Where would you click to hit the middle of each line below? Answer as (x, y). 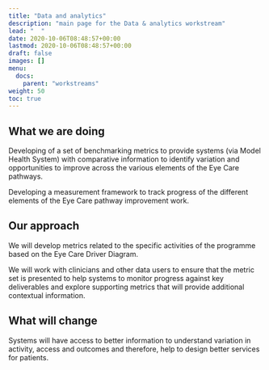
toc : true (25, 99)
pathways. (25, 177)
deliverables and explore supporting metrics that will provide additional (126, 287)
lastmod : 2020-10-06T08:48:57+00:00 (70, 46)
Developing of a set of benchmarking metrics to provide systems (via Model (134, 151)
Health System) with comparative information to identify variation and (124, 159)
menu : (17, 69)
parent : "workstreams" (61, 83)
